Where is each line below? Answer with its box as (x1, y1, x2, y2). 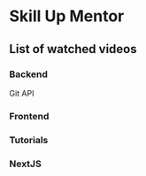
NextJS (9, 157, 42, 170)
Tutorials (9, 134, 49, 146)
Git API (9, 88, 35, 98)
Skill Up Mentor (9, 6, 125, 27)
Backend (9, 68, 49, 80)
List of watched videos (9, 42, 137, 57)
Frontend (9, 110, 50, 122)
